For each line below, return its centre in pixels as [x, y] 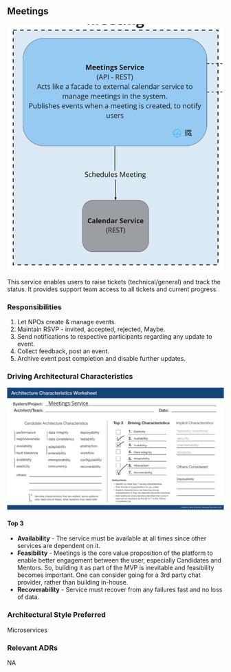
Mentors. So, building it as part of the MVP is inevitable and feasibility [115, 568]
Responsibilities [34, 307]
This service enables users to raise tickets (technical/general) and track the [114, 282]
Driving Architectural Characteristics [70, 376]
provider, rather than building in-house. [73, 582]
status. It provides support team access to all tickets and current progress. [113, 289]
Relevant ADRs [33, 648]
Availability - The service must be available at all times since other [112, 538]
